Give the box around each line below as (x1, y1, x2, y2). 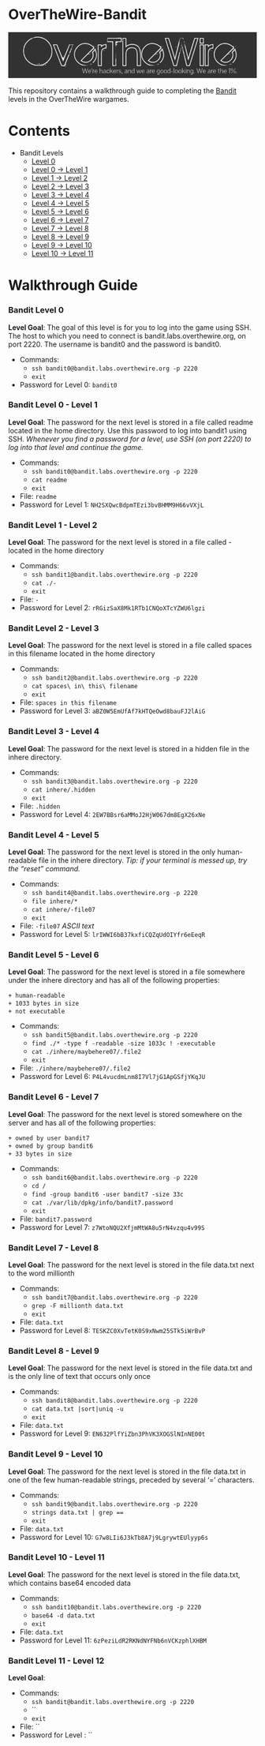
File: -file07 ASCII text (19, 921, 95, 931)
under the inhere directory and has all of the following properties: (8, 976, 220, 985)
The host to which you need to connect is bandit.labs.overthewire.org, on (8, 331, 247, 340)
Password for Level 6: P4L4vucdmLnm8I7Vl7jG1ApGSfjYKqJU (19, 1072, 206, 1081)
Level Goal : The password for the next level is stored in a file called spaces (8, 641, 252, 650)
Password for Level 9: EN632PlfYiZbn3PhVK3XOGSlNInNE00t (19, 1429, 206, 1438)
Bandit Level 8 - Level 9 (8, 1345, 100, 1356)
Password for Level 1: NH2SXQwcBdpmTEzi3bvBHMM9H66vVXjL (19, 500, 204, 509)
